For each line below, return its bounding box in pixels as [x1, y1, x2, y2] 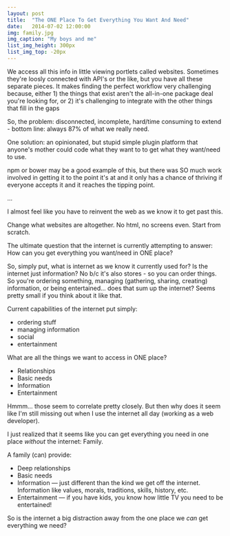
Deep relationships [17, 464, 71, 472]
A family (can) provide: [7, 451, 72, 459]
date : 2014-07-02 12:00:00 [7, 23, 91, 30]
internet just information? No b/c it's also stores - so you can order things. [7, 269, 217, 278]
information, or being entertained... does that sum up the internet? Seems [7, 284, 216, 292]
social [17, 332, 34, 341]
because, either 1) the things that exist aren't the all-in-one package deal [7, 89, 213, 97]
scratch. [7, 228, 31, 236]
